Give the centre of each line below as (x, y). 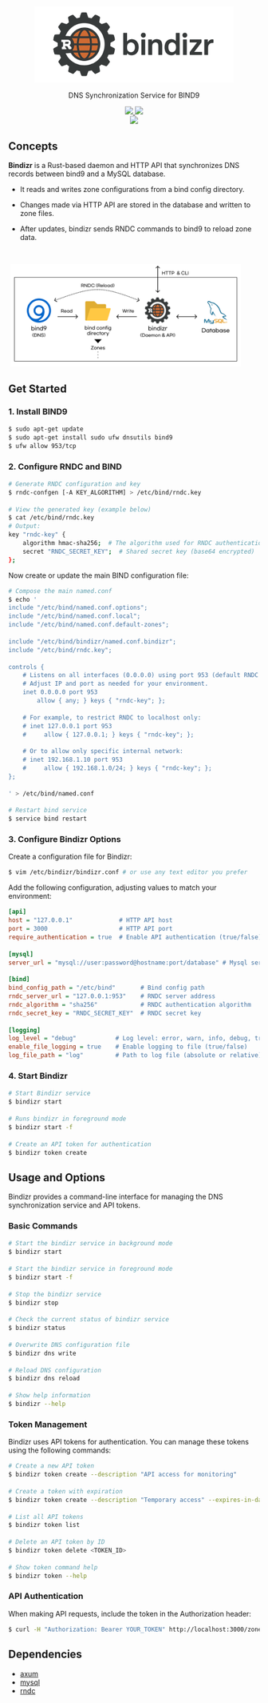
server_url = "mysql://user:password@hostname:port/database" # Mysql (128, 963)
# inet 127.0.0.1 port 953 (67, 726)
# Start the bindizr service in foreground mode (91, 1269)
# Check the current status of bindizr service (89, 1320)
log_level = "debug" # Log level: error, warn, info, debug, (130, 1039)
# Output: (25, 527)
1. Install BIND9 (38, 411)
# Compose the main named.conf (60, 591)
